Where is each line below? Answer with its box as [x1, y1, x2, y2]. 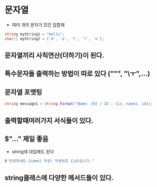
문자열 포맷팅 [4, 88, 42, 96]
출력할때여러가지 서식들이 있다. [4, 116, 94, 125]
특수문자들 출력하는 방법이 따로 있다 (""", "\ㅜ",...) [4, 70, 150, 78]
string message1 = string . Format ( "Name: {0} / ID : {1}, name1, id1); [4, 101, 153, 106]
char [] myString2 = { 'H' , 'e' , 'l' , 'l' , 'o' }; [4, 36, 105, 41]
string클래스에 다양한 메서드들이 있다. [4, 174, 114, 182]
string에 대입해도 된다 [11, 149, 54, 155]
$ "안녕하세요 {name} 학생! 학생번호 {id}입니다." [4, 159, 94, 164]
